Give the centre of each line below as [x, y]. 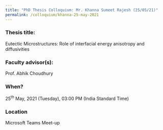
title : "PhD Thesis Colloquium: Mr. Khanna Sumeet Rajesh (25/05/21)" [82, 10]
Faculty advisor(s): [29, 62]
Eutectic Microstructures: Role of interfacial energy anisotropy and [75, 43]
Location [17, 112]
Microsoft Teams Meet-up [33, 123]
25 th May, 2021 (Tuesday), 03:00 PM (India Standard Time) [67, 98]
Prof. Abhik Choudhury [29, 73]
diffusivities [17, 49]
